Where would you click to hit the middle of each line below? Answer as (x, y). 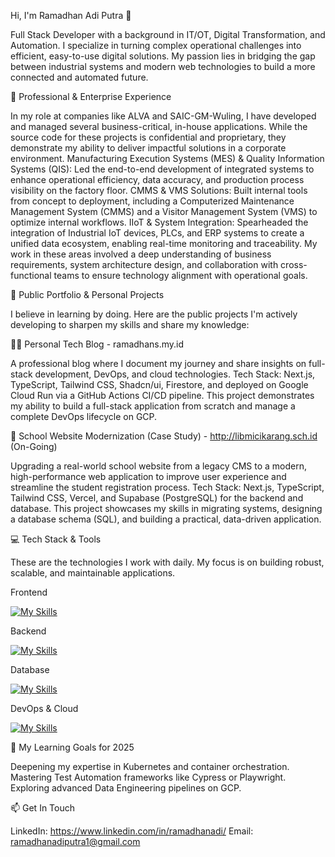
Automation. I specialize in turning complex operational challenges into (156, 45)
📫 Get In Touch (43, 808)
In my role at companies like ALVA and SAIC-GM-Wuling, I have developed (163, 116)
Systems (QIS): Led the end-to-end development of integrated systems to (162, 169)
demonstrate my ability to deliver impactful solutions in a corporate (148, 148)
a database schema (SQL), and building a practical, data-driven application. (166, 519)
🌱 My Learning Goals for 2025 (72, 747)
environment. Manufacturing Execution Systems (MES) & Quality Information (167, 158)
